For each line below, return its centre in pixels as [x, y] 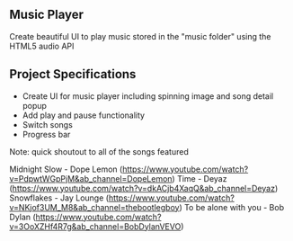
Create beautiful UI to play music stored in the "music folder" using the [140, 36]
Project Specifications [73, 74]
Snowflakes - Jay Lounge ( [59, 198]
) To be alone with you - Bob [232, 207]
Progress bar [46, 134]
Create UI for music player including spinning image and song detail [148, 96]
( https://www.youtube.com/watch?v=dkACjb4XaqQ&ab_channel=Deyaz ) [144, 188]
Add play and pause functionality [84, 115]
